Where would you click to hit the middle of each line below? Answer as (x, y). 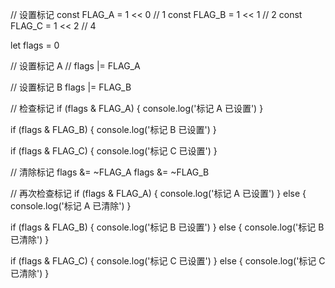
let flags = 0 (35, 45)
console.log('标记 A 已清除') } (71, 206)
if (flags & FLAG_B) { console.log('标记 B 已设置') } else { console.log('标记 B (167, 227)
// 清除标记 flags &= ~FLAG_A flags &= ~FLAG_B (110, 172)
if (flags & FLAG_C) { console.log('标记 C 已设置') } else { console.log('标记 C (168, 261)
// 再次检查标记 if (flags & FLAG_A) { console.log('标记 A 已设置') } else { (158, 193)
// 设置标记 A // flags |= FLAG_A (75, 66)
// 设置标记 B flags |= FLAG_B (71, 87)
